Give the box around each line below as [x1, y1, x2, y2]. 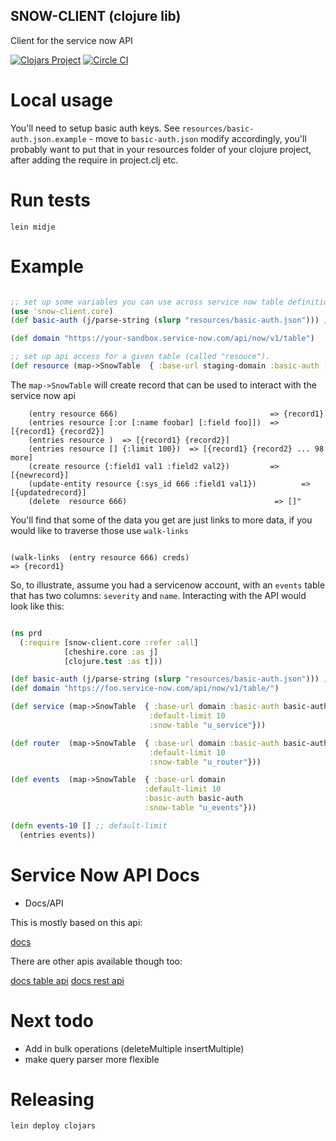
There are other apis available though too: [10, 955, 183, 967]
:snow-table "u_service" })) [148, 720, 267, 730]
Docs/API [24, 897, 64, 909]
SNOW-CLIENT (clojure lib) [10, 8, 182, 25]
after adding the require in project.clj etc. [10, 154, 179, 166]
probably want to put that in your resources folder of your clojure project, [10, 143, 312, 155]
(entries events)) [19, 830, 97, 840]
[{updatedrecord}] [10, 487, 87, 498]
